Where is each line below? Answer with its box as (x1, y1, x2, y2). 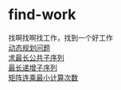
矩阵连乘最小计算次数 (8, 72, 78, 82)
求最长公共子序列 (8, 53, 64, 62)
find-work (8, 6, 76, 24)
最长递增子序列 (8, 62, 57, 72)
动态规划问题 (8, 42, 50, 53)
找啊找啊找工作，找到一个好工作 (8, 33, 113, 42)
